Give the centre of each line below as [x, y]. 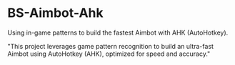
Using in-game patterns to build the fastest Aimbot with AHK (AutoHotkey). [118, 32]
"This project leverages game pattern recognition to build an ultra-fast [111, 46]
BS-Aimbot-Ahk [55, 13]
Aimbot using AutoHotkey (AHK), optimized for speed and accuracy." [109, 54]
